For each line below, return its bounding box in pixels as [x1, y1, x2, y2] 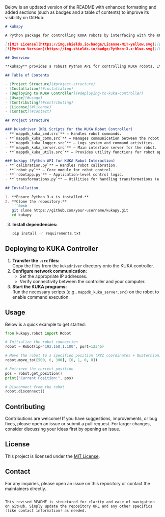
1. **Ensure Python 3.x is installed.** [5, 194, 89, 199]
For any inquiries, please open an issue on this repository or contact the [5, 480, 151, 486]
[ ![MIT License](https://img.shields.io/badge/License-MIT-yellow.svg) [5, 42, 155, 47]
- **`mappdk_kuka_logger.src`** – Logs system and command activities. [5, 140, 155, 145]
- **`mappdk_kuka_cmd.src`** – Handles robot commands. [5, 131, 122, 136]
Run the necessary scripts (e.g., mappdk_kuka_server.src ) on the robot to [12, 289, 159, 295]
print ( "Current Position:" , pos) [5, 375, 74, 381]
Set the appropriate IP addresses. [19, 273, 87, 279]
